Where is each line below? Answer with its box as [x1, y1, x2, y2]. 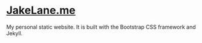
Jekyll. [6, 29, 23, 36]
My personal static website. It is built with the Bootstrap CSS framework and [6, 23, 197, 30]
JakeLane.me [6, 4, 76, 17]
